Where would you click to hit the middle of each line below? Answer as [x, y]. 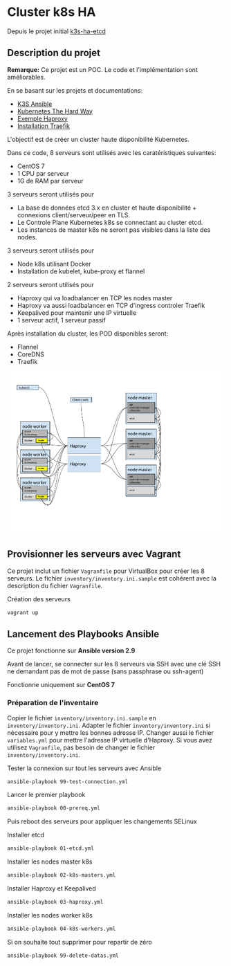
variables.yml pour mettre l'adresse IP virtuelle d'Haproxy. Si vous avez [110, 740]
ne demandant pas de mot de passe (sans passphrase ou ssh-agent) [105, 671]
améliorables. [27, 77]
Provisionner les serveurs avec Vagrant [94, 554]
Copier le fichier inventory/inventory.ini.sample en [82, 718]
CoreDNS [31, 354]
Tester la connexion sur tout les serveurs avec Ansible [84, 768]
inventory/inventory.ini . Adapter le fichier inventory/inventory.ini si [109, 725]
